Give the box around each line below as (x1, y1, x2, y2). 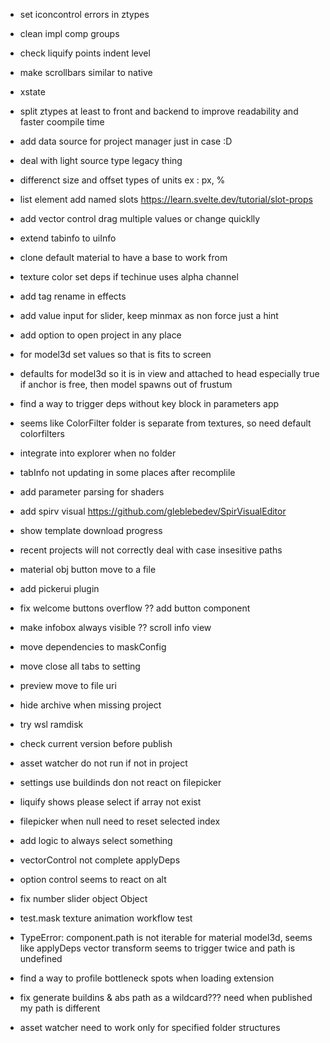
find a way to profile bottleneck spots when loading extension (19, 972, 275, 984)
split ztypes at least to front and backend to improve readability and (19, 105, 299, 117)
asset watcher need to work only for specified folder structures (19, 1022, 281, 1033)
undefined (19, 953, 63, 964)
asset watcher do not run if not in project (19, 757, 188, 769)
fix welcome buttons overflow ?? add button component (19, 602, 251, 614)
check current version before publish (19, 738, 173, 749)
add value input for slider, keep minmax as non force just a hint (19, 310, 279, 321)
